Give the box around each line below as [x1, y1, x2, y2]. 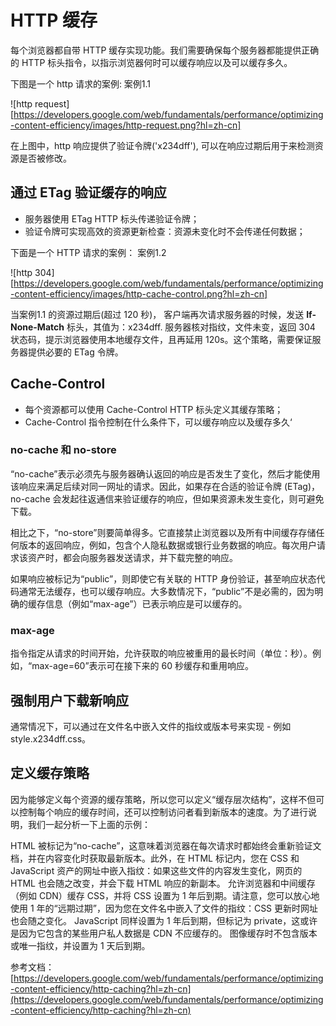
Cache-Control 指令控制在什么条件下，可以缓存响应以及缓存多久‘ [24, 416, 293, 428]
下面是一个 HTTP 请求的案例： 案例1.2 [10, 246, 167, 258]
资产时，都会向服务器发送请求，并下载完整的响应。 [27, 551, 238, 563]
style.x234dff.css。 [10, 732, 92, 745]
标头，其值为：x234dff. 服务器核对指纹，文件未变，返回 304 [66, 321, 316, 333]
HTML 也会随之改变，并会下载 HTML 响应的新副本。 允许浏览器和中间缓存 [10, 877, 316, 889]
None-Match [10, 321, 65, 333]
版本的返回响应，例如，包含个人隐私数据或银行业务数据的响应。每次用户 [18, 539, 317, 551]
